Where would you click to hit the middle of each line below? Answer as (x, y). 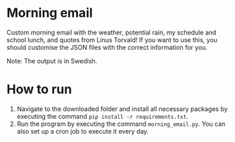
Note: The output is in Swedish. (52, 60)
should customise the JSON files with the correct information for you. (107, 47)
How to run (39, 90)
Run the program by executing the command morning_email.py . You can (121, 124)
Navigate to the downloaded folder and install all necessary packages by (122, 109)
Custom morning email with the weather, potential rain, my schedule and (112, 32)
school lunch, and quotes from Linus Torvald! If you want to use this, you (112, 39)
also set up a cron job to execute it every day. (83, 131)
